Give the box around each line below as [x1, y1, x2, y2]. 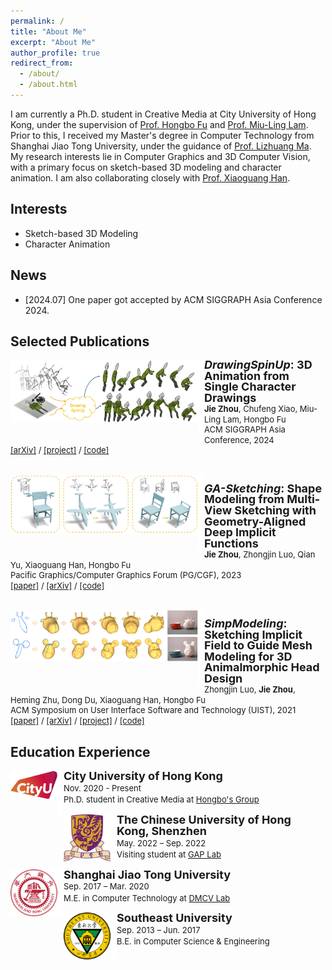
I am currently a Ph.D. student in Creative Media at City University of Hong [10, 108, 317, 120]
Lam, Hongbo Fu [222, 413, 287, 425]
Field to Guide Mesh [204, 638, 313, 653]
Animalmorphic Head [204, 660, 320, 675]
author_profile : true [10, 48, 101, 58]
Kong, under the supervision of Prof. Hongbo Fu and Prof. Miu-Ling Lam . [10, 118, 309, 130]
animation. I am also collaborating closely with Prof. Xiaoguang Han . [10, 171, 291, 184]
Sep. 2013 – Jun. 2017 [116, 924, 201, 935]
